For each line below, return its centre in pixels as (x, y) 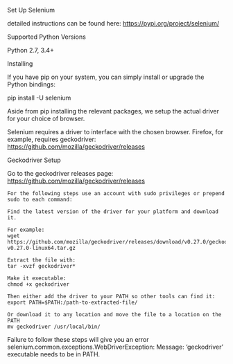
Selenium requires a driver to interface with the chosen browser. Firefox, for (115, 132)
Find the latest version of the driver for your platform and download (113, 212)
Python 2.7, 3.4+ (31, 50)
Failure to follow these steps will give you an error (78, 339)
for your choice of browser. (46, 118)
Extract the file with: (42, 260)
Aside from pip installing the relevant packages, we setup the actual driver (113, 111)
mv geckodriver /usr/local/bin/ (54, 327)
